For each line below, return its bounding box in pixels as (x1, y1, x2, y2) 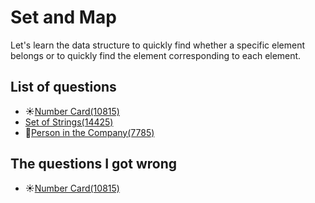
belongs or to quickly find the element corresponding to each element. (10, 49, 302, 61)
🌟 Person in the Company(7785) (24, 126, 155, 138)
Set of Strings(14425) (24, 116, 114, 128)
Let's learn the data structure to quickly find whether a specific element (10, 39, 306, 51)
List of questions (10, 79, 117, 96)
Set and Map (10, 6, 117, 29)
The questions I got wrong (10, 156, 178, 173)
